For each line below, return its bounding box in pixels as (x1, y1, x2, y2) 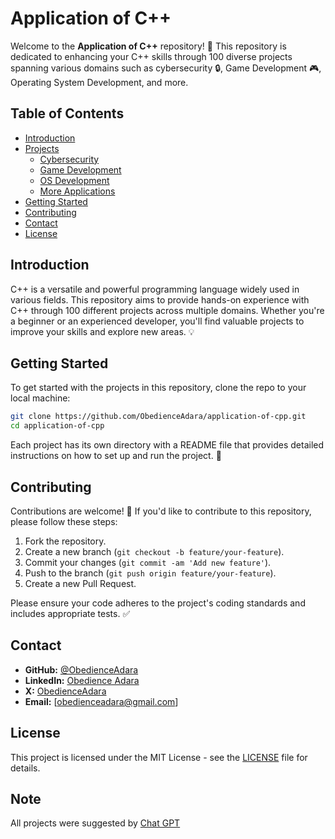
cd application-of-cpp (10, 421, 105, 431)
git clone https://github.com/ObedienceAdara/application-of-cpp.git (10, 412, 307, 422)
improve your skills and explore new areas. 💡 (10, 325, 195, 337)
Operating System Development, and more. (10, 76, 189, 88)
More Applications (39, 185, 116, 197)
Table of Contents (10, 105, 125, 122)
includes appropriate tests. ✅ (10, 607, 131, 619)
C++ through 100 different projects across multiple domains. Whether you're (10, 304, 325, 316)
